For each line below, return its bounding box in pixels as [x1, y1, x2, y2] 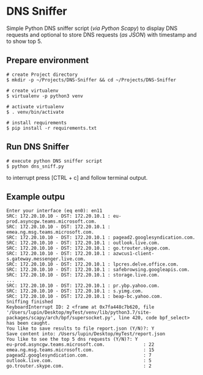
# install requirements [6, 119, 67, 126]
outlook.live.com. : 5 [6, 358, 152, 364]
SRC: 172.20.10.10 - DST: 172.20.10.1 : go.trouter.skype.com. [6, 245, 171, 251]
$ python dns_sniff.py [6, 163, 64, 169]
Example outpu [6, 191, 65, 202]
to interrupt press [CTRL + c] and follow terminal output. [6, 174, 148, 181]
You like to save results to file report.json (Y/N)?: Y [6, 325, 155, 332]
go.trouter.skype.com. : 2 [6, 363, 152, 369]
